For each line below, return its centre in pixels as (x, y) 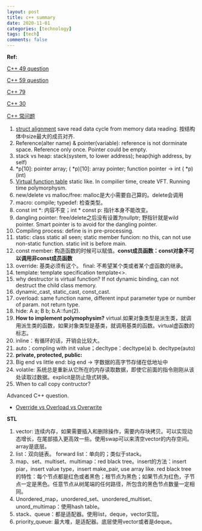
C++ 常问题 (21, 116)
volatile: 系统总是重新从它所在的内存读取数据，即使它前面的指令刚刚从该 (105, 370)
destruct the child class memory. (56, 285)
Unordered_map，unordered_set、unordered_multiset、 (85, 499)
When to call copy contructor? (53, 384)
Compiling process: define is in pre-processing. (75, 231)
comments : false (27, 40)
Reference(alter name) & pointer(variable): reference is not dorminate (101, 143)
